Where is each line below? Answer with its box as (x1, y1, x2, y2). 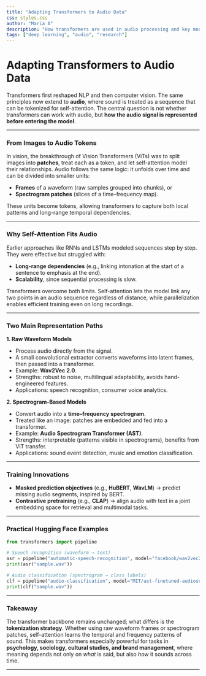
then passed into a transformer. (15, 360, 95, 367)
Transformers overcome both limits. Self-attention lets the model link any (6, 287, 191, 294)
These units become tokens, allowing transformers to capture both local (6, 202, 188, 210)
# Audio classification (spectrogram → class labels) (6, 572, 147, 578)
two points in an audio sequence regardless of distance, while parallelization (6, 294, 200, 301)
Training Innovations (6, 470, 69, 478)
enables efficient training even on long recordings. (6, 300, 134, 307)
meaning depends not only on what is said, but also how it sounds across (6, 650, 192, 658)
